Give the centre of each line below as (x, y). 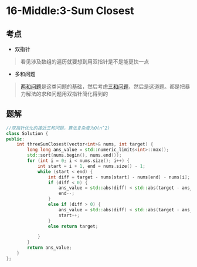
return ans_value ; (50, 248)
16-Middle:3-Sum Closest (70, 11)
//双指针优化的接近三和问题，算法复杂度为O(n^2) (58, 128)
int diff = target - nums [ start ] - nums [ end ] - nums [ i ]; (119, 177)
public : (16, 139)
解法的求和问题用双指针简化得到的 (67, 94)
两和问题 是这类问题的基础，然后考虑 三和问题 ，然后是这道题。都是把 (103, 87)
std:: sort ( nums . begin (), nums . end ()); (74, 156)
